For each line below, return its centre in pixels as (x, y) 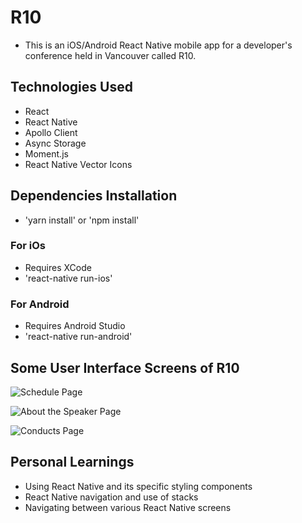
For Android (40, 304)
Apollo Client (51, 132)
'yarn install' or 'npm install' (82, 220)
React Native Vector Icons (78, 164)
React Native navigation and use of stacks (111, 497)
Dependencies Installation (94, 196)
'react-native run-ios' (68, 278)
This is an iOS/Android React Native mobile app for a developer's (158, 45)
